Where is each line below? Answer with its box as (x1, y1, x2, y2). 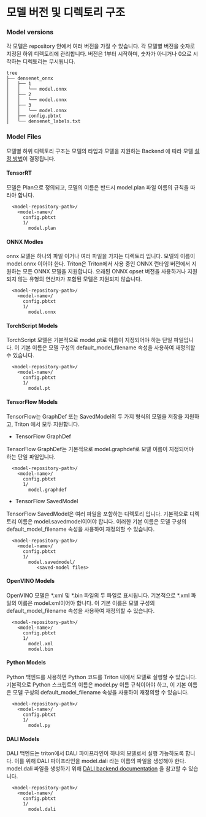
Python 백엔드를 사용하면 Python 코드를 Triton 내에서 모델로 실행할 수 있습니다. (6, 674, 197, 680)
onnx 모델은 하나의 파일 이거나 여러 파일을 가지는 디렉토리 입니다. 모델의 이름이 (6, 253, 196, 260)
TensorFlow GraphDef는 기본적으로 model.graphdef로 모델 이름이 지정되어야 (6, 445, 194, 452)
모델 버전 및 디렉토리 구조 (6, 6, 126, 20)
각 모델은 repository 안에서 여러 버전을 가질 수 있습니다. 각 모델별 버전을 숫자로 (6, 42, 195, 50)
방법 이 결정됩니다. (12, 154, 56, 162)
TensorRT (6, 169, 32, 177)
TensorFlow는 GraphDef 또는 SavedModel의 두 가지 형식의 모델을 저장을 (6, 412, 183, 420)
